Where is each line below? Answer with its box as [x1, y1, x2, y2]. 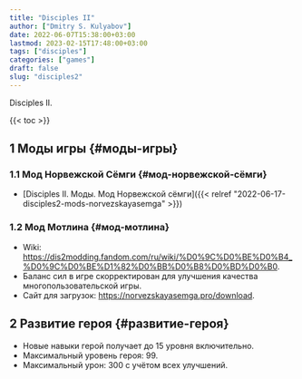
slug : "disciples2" [9, 73, 83, 82]
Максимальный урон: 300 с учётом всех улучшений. [22, 359, 229, 370]
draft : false [9, 64, 59, 73]
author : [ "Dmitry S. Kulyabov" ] [9, 22, 132, 31]
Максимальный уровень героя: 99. [22, 350, 159, 361]
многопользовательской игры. [22, 280, 142, 291]
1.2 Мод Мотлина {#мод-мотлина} [9, 221, 170, 234]
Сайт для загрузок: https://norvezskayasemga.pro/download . [22, 289, 256, 300]
